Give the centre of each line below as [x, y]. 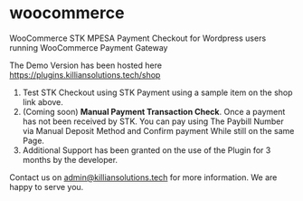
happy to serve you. [47, 187]
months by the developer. [70, 159]
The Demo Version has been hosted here [86, 65]
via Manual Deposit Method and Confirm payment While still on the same [158, 130]
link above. [43, 101]
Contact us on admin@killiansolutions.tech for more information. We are [143, 177]
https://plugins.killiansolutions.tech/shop [85, 74]
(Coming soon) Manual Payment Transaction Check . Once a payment [154, 111]
